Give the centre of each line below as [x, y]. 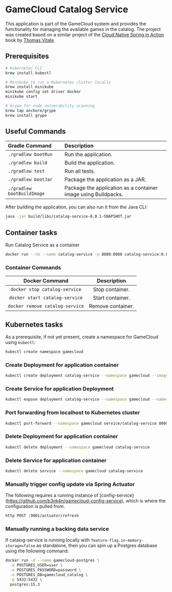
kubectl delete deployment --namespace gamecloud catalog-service [78, 447]
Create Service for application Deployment [60, 389]
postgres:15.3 [25, 584]
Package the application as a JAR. [105, 180]
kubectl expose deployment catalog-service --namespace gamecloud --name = [87, 400]
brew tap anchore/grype [31, 111]
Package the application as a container [111, 188]
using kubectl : [20, 343]
